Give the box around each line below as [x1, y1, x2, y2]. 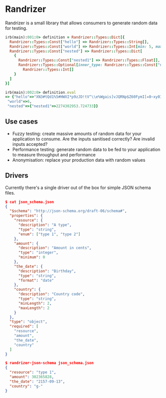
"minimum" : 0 [18, 255, 45, 260]
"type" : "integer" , [18, 250, 58, 255]
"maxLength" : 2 [18, 305, 50, 311]
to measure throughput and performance [12, 151, 96, 157]
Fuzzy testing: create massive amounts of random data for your [12, 131, 142, 136]
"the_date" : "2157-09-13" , [9, 379, 65, 384]
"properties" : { [9, 213, 43, 218]
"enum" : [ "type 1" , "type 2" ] [18, 232, 81, 237]
